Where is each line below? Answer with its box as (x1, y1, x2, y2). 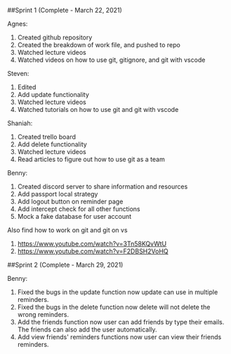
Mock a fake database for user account (17, 213, 132, 220)
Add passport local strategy (17, 190, 98, 198)
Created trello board (17, 133, 76, 141)
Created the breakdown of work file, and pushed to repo (17, 41, 180, 49)
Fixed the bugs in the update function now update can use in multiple (17, 288, 218, 296)
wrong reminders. (17, 310, 70, 319)
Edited (17, 83, 37, 91)
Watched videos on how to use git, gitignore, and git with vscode (17, 56, 206, 64)
